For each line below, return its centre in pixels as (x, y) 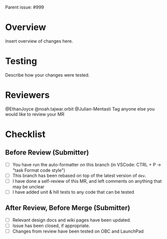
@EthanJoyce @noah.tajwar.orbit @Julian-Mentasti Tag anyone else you (80, 109)
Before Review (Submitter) (47, 153)
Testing (21, 61)
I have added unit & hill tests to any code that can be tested (73, 192)
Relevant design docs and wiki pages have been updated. (72, 220)
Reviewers (27, 95)
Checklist (25, 134)
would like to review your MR (35, 114)
